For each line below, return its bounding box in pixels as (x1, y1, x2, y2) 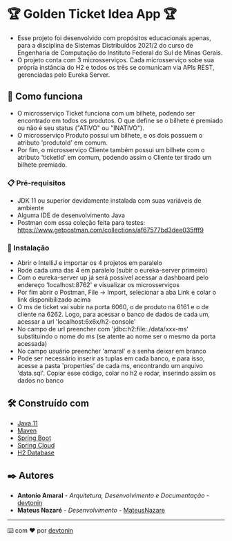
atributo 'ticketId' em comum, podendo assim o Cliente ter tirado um (17, 153, 212, 161)
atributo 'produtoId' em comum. (17, 138, 108, 147)
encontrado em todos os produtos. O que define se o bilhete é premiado (17, 116, 223, 125)
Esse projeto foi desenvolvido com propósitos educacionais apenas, (17, 33, 212, 42)
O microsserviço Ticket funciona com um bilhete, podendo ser (17, 109, 195, 117)
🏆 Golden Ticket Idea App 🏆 (7, 6, 177, 22)
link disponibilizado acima (17, 295, 91, 304)
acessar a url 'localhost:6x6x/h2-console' (17, 318, 136, 326)
